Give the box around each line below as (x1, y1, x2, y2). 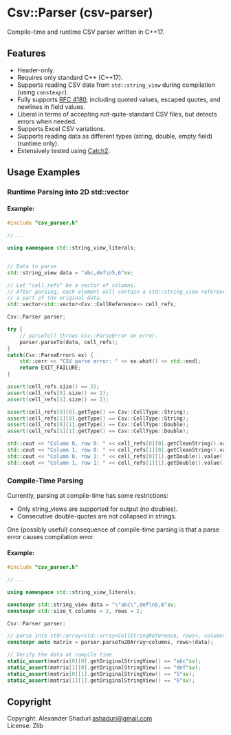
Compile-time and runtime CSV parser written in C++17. (7, 28, 165, 36)
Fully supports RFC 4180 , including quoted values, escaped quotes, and (16, 95, 221, 103)
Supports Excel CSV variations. (16, 124, 106, 132)
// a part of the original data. (7, 294, 103, 301)
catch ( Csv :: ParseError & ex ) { (7, 352, 94, 359)
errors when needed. (16, 117, 77, 125)
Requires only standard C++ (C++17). (16, 73, 123, 81)
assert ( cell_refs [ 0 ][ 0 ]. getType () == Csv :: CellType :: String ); (7, 408, 189, 415)
